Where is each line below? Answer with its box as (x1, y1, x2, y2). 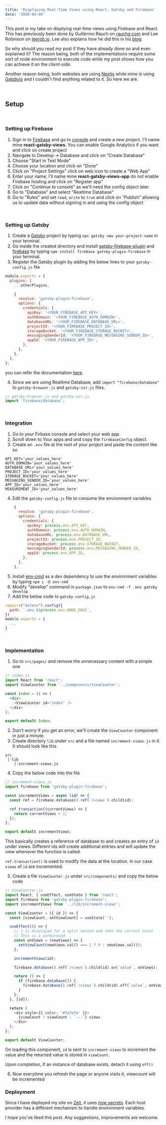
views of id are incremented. (5, 864, 63, 870)
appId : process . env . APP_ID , (27, 551, 85, 556)
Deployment (5, 1088, 36, 1095)
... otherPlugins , (14, 282, 50, 288)
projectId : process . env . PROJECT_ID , (27, 537, 103, 542)
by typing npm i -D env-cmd (12, 578, 68, 584)
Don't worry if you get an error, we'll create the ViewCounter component (12, 727, 158, 733)
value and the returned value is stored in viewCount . (5, 1051, 110, 1057)
